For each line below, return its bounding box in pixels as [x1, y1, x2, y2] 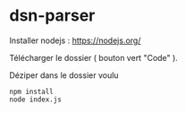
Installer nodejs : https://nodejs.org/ [9, 35, 141, 46]
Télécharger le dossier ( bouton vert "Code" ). [9, 52, 179, 63]
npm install [9, 87, 54, 96]
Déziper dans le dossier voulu [9, 69, 119, 81]
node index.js [9, 95, 63, 104]
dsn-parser [9, 5, 96, 26]
